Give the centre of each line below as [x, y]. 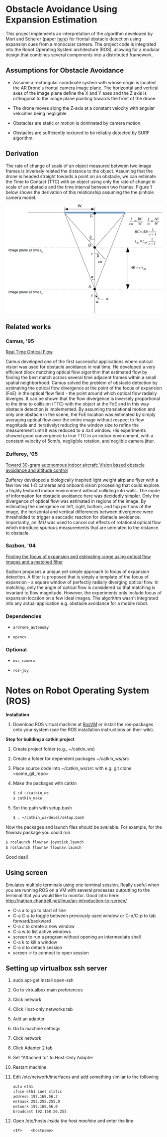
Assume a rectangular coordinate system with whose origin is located [84, 82]
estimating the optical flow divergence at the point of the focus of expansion [84, 388]
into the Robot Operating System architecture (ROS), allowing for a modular [83, 49]
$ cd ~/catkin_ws [31, 793]
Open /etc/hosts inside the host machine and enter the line [73, 1121]
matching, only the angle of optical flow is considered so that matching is [81, 587]
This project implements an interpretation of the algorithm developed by [79, 33]
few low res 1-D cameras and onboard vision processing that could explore [83, 485]
